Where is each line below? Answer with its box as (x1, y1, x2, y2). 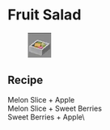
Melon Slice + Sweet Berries (7, 103, 103, 113)
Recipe (7, 73, 44, 87)
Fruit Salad (7, 6, 82, 24)
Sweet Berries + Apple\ (7, 111, 86, 122)
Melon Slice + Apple (7, 94, 75, 104)
